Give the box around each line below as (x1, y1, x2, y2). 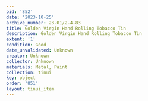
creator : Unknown (6, 53, 49, 59)
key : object (6, 75, 36, 81)
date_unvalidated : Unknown (6, 48, 73, 53)
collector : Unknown (6, 58, 55, 64)
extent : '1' (6, 36, 36, 42)
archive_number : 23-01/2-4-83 (6, 20, 81, 26)
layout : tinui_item (6, 86, 55, 92)
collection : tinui (6, 70, 52, 75)
